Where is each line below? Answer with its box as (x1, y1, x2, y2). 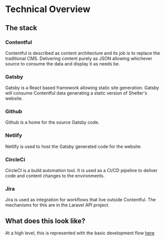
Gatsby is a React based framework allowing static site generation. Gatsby (5, 85, 159, 91)
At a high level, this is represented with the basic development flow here (5, 230, 155, 236)
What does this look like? (5, 216, 86, 225)
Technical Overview (5, 4, 91, 15)
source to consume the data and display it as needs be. (5, 60, 120, 66)
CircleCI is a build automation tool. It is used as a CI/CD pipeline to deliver (5, 168, 158, 174)
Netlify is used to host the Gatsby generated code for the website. (5, 143, 142, 149)
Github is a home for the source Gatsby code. (5, 119, 100, 125)
